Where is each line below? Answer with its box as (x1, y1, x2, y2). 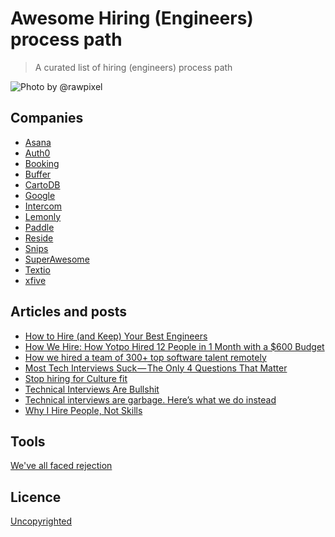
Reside (24, 232, 54, 244)
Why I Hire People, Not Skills (24, 404, 143, 416)
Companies (10, 110, 84, 127)
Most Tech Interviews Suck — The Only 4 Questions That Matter (24, 362, 288, 374)
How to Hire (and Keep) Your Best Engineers (24, 330, 208, 342)
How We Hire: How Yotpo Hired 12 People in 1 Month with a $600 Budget (24, 340, 325, 352)
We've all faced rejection (10, 460, 113, 472)
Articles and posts (10, 303, 127, 321)
